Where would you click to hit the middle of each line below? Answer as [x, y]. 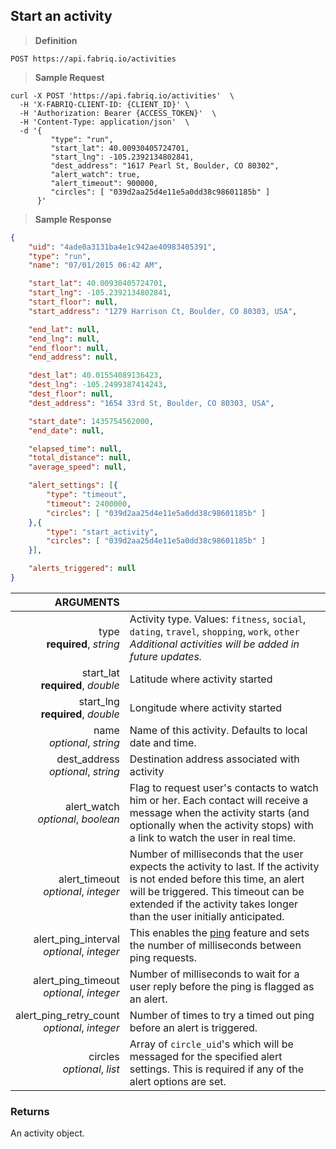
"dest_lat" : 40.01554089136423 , [95, 375]
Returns [30, 1111]
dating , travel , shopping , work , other [214, 631]
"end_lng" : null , [64, 339]
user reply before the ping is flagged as [222, 986]
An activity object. [47, 1133]
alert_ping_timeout [76, 980]
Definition [56, 40]
